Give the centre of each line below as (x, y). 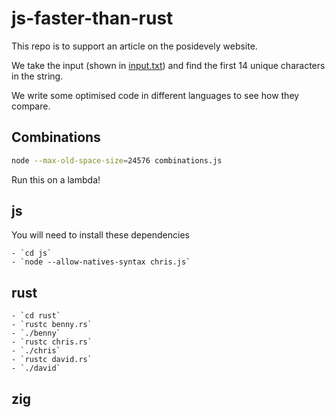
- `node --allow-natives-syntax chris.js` (101, 262)
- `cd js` (32, 253)
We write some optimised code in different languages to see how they (155, 95)
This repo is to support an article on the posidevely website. (134, 46)
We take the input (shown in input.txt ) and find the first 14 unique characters (168, 65)
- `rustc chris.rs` (52, 342)
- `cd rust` (36, 316)
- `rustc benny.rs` (52, 325)
